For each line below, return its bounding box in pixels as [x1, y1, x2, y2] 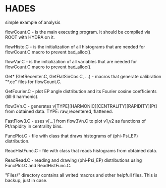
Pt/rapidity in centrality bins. [5, 123, 63, 129]
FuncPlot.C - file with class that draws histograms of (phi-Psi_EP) [5, 133, 138, 139]
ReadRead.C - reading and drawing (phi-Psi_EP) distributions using [5, 157, 142, 163]
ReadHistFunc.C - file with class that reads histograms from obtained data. [5, 147, 158, 153]
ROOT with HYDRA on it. [5, 34, 55, 40]
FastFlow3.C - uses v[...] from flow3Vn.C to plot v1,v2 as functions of [5, 118, 146, 124]
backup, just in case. [5, 177, 48, 183]
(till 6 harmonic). [5, 94, 39, 99]
